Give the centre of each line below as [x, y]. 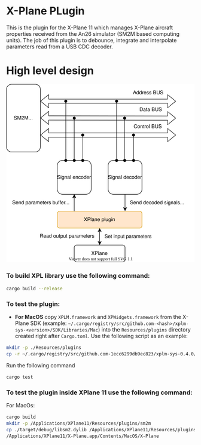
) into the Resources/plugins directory [144, 330]
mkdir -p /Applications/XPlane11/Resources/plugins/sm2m [79, 423]
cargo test [20, 377]
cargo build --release [34, 289]
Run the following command [41, 365]
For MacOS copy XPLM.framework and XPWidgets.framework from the [98, 317]
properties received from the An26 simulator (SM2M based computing [93, 33]
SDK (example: [48, 323]
